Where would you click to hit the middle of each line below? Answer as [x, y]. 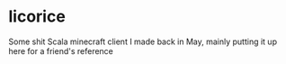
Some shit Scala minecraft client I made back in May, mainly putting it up [143, 41]
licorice [37, 17]
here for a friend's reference [61, 50]
